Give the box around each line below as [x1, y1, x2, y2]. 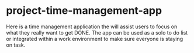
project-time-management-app [6, 4, 162, 17]
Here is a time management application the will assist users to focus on [6, 23, 178, 30]
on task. [6, 41, 26, 48]
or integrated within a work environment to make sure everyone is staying [6, 35, 183, 42]
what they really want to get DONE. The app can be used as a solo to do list [6, 29, 188, 36]
